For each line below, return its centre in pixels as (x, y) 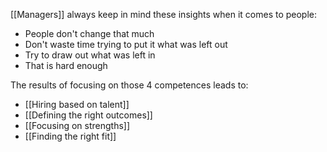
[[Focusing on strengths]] (77, 125)
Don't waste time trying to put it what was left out (126, 44)
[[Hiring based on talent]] (77, 104)
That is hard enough (66, 65)
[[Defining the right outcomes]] (88, 115)
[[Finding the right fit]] (70, 136)
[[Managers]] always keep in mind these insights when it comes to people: (164, 14)
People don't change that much (89, 33)
